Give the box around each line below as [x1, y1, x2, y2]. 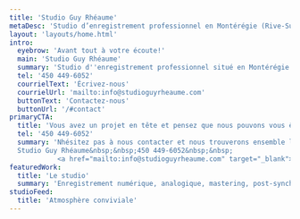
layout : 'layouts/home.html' [9, 29, 118, 38]
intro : [9, 38, 34, 47]
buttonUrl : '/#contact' [17, 105, 105, 114]
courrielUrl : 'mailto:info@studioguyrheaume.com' [17, 88, 205, 97]
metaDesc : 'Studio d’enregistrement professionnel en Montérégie [9, 21, 257, 30]
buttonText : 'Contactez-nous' [17, 96, 129, 105]
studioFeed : [9, 188, 54, 197]
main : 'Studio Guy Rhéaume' [17, 55, 122, 63]
